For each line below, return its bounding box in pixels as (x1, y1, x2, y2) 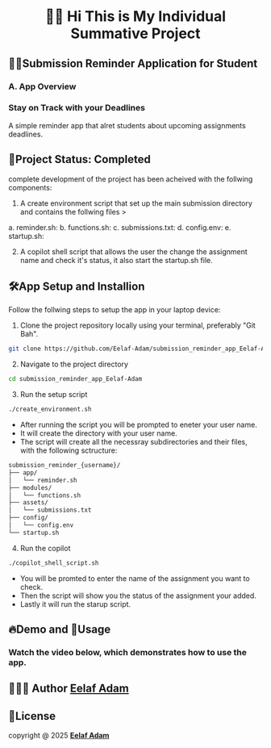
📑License (8, 709, 56, 723)
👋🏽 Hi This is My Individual (44, 7, 227, 26)
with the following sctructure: (19, 445, 118, 455)
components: (8, 182, 52, 192)
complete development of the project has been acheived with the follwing (8, 173, 253, 184)
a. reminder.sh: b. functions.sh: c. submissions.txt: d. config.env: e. (8, 222, 231, 232)
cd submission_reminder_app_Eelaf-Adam (8, 375, 143, 383)
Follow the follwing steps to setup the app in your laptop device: (8, 305, 221, 315)
